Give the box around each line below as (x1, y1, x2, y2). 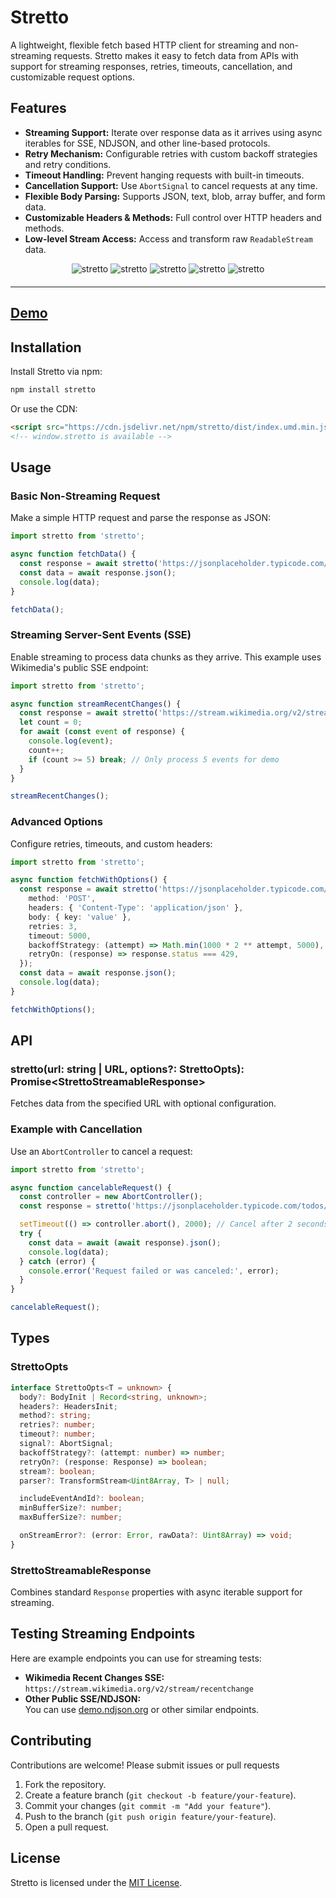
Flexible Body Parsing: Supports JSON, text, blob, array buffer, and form (24, 190, 326, 202)
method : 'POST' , (28, 894, 97, 904)
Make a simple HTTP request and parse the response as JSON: (10, 512, 272, 524)
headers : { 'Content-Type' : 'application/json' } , (28, 903, 244, 913)
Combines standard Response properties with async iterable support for (10, 1586, 303, 1598)
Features (10, 100, 67, 117)
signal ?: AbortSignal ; (19, 1439, 114, 1449)
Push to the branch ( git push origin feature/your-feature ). (24, 1810, 277, 1822)
